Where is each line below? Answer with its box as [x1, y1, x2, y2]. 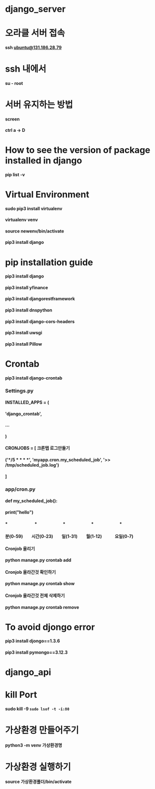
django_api [5, 667, 51, 678]
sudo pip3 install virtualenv [5, 205, 63, 211]
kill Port [5, 689, 37, 701]
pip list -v [5, 171, 25, 177]
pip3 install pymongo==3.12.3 [5, 649, 68, 655]
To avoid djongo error [5, 621, 95, 632]
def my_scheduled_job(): [5, 498, 58, 504]
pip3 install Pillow [5, 341, 42, 347]
